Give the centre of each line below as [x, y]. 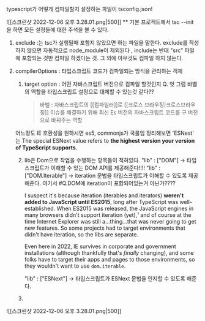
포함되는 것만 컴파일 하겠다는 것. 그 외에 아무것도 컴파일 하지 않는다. [102, 58]
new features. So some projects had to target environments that [105, 228]
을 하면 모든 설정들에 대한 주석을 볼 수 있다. [58, 30]
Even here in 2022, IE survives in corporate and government [100, 246]
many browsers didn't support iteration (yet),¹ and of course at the [108, 215]
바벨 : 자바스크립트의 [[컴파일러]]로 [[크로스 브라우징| [103, 105]
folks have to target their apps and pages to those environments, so [110, 259]
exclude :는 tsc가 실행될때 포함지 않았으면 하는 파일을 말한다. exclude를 [101, 43]
